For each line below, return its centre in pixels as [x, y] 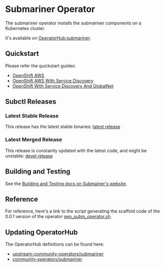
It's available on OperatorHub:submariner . [48, 38]
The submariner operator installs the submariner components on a [73, 23]
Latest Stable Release [32, 116]
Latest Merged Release [34, 140]
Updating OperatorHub [42, 232]
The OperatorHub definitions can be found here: [55, 244]
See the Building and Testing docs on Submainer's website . [66, 184]
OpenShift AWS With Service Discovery [53, 80]
